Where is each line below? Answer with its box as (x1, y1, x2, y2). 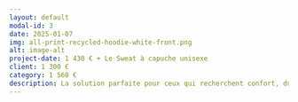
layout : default (9, 12, 69, 22)
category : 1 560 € (9, 71, 77, 80)
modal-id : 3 (9, 21, 53, 30)
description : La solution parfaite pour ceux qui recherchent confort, (9, 79, 279, 88)
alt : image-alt (9, 46, 66, 55)
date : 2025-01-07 (9, 29, 74, 38)
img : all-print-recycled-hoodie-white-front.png (9, 37, 192, 47)
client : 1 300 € (9, 63, 69, 72)
